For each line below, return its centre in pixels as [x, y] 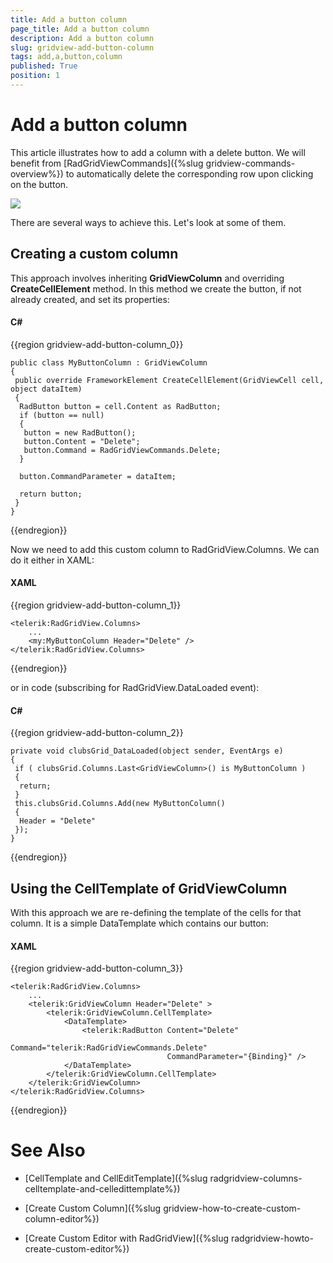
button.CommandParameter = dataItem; [98, 476]
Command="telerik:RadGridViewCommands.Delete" [109, 1048]
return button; [51, 494]
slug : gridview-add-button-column [82, 47]
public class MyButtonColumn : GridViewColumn [109, 362]
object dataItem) [46, 389]
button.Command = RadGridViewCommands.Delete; [122, 450]
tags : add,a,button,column [66, 57]
